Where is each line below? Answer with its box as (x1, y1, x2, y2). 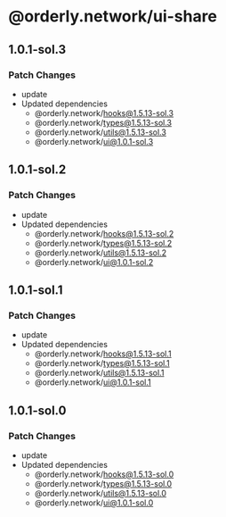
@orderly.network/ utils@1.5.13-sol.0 (34, 488, 166, 498)
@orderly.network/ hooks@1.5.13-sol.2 (34, 228, 174, 238)
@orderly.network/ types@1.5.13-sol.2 (34, 238, 173, 248)
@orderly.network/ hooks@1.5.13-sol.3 (34, 107, 174, 118)
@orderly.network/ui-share (8, 6, 217, 27)
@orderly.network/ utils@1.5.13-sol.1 (34, 368, 165, 379)
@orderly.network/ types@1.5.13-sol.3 (34, 117, 173, 128)
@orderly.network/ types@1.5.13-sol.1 (34, 358, 170, 369)
